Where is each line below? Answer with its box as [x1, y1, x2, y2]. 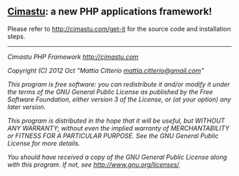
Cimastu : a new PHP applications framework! [7, 6, 212, 18]
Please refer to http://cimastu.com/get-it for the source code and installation [7, 24, 231, 33]
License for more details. [7, 138, 80, 148]
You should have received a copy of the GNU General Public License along [7, 153, 228, 161]
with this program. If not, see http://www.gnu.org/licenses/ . [7, 160, 181, 169]
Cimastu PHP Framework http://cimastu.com [7, 53, 139, 61]
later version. [7, 102, 46, 111]
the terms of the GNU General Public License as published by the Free [7, 87, 213, 96]
